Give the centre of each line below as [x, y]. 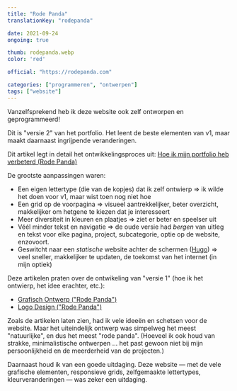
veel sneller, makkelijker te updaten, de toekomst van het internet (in [117, 256]
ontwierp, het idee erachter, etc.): [56, 285]
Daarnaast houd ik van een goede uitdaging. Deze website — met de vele [114, 364]
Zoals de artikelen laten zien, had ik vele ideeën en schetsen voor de [107, 320]
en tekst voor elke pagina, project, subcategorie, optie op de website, [119, 234]
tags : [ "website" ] [34, 91]
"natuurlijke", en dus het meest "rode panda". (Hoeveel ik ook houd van [111, 335]
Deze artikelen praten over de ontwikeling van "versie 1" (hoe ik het [105, 278]
